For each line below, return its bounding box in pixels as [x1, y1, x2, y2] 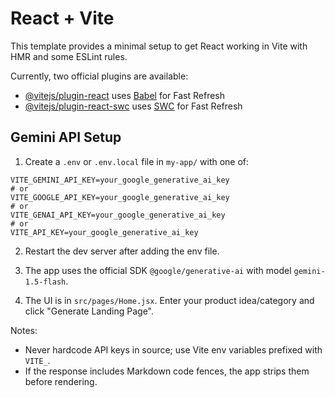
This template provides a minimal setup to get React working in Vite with [10, 40, 308, 52]
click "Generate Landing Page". [24, 305, 154, 317]
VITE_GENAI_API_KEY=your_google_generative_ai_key [10, 210, 226, 220]
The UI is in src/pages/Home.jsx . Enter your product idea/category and [24, 294, 315, 306]
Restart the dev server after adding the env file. [24, 245, 220, 257]
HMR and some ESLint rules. [10, 50, 128, 62]
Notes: [10, 324, 38, 336]
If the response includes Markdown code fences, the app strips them [24, 365, 310, 377]
